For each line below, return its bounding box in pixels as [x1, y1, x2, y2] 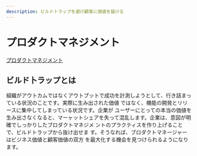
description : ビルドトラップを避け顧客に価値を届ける [6, 8, 124, 15]
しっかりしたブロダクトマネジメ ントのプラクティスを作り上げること [16, 121, 183, 128]
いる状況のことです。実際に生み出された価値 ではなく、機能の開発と [11, 99, 178, 107]
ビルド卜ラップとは [6, 75, 76, 85]
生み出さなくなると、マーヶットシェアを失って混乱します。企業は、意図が [6, 114, 186, 121]
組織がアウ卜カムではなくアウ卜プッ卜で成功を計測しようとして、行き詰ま [6, 92, 187, 99]
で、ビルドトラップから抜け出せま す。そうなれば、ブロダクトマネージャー [6, 129, 188, 136]
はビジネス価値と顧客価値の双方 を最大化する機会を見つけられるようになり [6, 136, 189, 143]
